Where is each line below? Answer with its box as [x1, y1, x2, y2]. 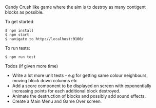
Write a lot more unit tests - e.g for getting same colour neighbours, [12, 72, 148, 78]
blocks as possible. [5, 9, 44, 15]
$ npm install [5, 28, 34, 33]
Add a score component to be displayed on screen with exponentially [12, 83, 152, 89]
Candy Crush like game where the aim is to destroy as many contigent [5, 4, 146, 10]
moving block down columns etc [12, 78, 78, 83]
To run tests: [5, 45, 30, 51]
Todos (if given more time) [5, 63, 58, 69]
